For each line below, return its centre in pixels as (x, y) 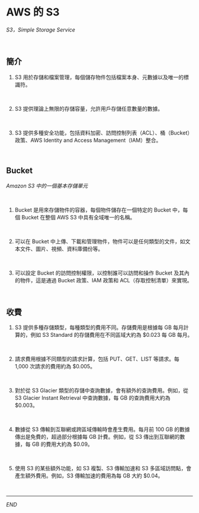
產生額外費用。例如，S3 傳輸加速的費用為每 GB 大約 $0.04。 (89, 476)
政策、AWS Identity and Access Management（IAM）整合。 (88, 140)
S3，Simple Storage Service (41, 30)
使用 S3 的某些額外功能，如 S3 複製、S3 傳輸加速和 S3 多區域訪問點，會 (103, 469)
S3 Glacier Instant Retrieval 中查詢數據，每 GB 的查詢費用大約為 (92, 398)
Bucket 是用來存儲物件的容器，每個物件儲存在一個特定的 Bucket (93, 210)
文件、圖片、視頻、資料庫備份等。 (62, 248)
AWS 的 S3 (33, 12)
